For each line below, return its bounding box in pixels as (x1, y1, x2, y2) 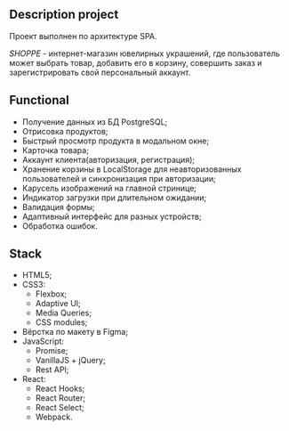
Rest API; (35, 364, 69, 375)
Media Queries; (35, 307, 92, 319)
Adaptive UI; (35, 298, 82, 309)
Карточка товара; (21, 144, 89, 155)
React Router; (35, 393, 86, 403)
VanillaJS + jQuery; (35, 355, 106, 366)
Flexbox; (35, 289, 68, 299)
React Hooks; (35, 383, 85, 394)
